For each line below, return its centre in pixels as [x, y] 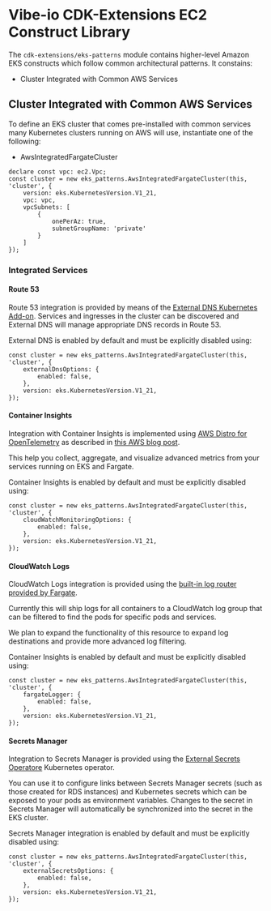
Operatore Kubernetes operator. [61, 768]
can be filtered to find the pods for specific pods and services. [112, 617]
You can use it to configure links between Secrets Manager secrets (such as [135, 783]
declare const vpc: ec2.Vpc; [57, 172]
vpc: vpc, [40, 200]
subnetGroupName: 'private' [99, 229]
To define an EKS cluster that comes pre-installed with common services [130, 124]
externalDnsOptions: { [61, 369]
